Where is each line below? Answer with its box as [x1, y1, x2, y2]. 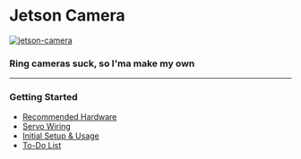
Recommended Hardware [21, 111, 117, 121]
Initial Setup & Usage [21, 130, 100, 141]
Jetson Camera [9, 5, 125, 26]
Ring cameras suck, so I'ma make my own [9, 57, 195, 70]
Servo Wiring [21, 121, 72, 131]
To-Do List [21, 139, 62, 150]
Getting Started [9, 91, 78, 104]
